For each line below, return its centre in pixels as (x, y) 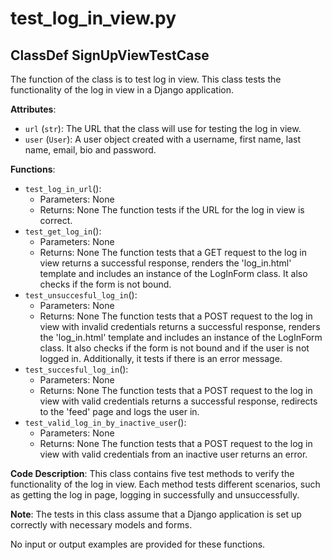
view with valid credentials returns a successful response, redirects (178, 401)
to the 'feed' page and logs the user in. (119, 411)
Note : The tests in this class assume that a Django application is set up (156, 514)
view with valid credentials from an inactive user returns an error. (173, 454)
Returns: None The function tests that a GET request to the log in (173, 252)
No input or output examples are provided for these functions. (138, 544)
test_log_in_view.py (93, 18)
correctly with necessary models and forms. (101, 525)
